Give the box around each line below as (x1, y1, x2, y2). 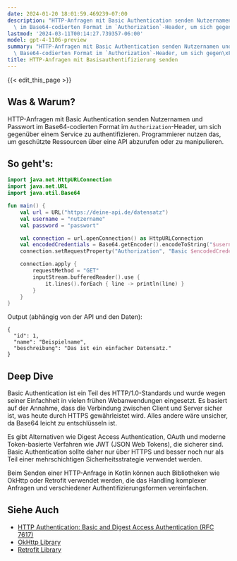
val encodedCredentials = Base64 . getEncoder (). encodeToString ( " (20, 241, 213, 248)
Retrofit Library (17, 545, 62, 554)
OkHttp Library (17, 538, 61, 546)
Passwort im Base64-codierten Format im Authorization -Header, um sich (7, 122, 221, 131)
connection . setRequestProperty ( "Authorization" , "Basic (20, 248, 188, 255)
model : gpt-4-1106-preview (7, 37, 87, 44)
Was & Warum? (7, 96, 75, 108)
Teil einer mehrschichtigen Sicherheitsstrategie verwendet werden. (7, 455, 202, 464)
